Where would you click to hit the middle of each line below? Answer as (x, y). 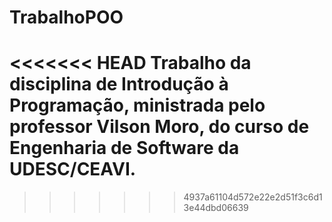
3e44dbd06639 (216, 208)
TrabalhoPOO (66, 17)
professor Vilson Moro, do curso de (159, 127)
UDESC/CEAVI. (73, 169)
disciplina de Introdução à (119, 84)
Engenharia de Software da (124, 148)
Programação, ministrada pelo (137, 105)
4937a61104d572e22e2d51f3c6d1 (253, 197)
